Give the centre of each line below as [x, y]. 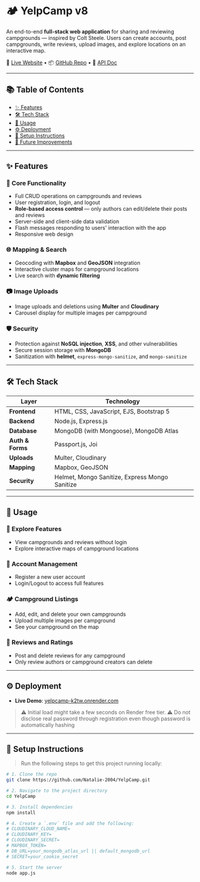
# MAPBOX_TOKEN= [26, 846]
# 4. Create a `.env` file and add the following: [70, 824]
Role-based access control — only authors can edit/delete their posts [101, 209]
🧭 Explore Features [34, 529]
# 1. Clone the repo [32, 775]
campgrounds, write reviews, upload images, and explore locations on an [96, 44]
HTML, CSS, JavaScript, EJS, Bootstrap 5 [112, 412]
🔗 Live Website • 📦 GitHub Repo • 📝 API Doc [62, 62]
